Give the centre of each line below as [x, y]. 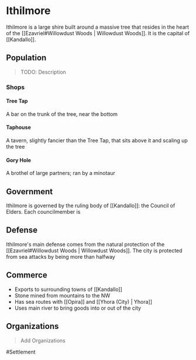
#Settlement [21, 352]
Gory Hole [18, 160]
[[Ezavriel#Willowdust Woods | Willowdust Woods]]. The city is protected [94, 251]
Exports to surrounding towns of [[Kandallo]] [68, 289]
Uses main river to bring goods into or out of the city [78, 308]
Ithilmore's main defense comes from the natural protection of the [85, 244]
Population [26, 58]
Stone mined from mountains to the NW [62, 295]
